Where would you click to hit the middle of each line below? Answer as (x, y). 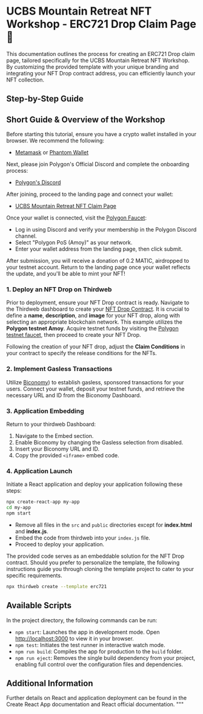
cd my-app (19, 508)
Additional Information (50, 683)
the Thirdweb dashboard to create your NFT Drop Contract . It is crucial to (98, 309)
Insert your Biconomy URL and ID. (57, 449)
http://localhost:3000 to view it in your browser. (75, 638)
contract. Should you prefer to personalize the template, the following (93, 562)
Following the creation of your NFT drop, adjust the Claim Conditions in (96, 347)
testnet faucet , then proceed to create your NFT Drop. (74, 335)
